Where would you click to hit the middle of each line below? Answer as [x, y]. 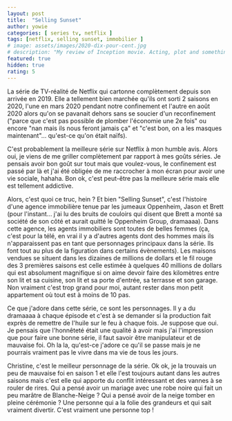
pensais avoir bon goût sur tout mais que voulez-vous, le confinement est [112, 163]
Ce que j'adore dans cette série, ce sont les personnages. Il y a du [101, 308]
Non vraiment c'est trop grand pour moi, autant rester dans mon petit [105, 287]
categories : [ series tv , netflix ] [60, 33]
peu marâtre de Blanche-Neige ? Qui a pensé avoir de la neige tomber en [111, 395]
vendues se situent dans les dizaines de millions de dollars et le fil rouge [110, 258]
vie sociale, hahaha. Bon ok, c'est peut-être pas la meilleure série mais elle [113, 178]
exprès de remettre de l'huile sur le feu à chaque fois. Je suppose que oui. [113, 323]
